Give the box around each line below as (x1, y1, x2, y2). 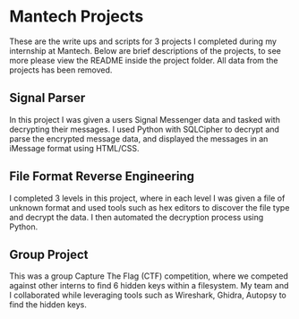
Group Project (9, 246, 89, 262)
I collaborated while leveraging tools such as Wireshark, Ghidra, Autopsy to (9, 289, 286, 301)
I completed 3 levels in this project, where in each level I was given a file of (9, 193, 286, 203)
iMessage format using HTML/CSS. (9, 142, 140, 153)
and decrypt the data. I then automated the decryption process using (9, 211, 264, 222)
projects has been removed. (9, 65, 113, 75)
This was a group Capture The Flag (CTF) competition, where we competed (9, 271, 288, 281)
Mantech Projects (9, 6, 144, 27)
